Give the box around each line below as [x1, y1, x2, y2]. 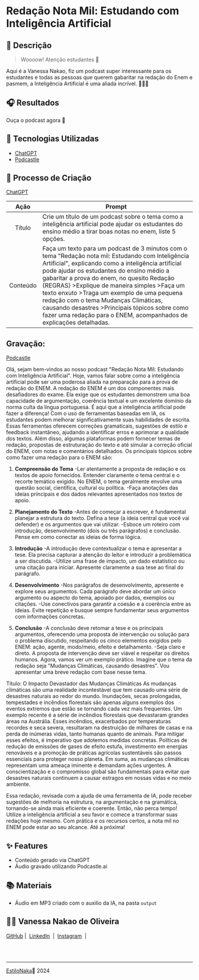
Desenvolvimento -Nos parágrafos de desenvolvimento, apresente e [14, 581, 184, 589]
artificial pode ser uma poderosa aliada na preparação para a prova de [6, 378, 178, 385]
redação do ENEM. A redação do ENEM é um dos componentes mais [6, 385, 175, 392]
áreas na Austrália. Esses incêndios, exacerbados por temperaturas [6, 718, 171, 725]
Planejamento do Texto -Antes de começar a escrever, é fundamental [14, 508, 187, 516]
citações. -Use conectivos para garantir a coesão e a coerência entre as [14, 600, 191, 608]
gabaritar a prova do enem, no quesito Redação [42, 274, 175, 282]
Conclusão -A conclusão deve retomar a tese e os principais [14, 625, 163, 632]
